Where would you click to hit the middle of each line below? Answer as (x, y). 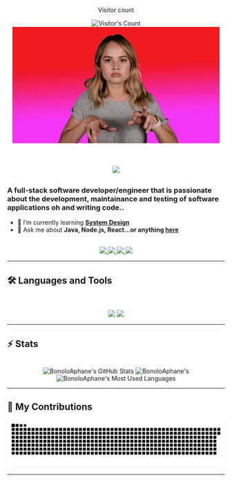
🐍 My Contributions (50, 406)
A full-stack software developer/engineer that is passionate (109, 190)
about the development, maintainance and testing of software (113, 199)
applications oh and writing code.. (66, 208)
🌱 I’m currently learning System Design (73, 223)
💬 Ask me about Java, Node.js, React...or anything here (98, 230)
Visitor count (116, 10)
